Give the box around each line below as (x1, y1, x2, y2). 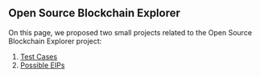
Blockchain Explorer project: (8, 36, 102, 46)
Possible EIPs (19, 60, 65, 70)
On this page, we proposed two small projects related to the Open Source (8, 27, 252, 37)
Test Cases (19, 51, 58, 61)
